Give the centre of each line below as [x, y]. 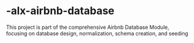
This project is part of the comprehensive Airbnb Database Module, [88, 27]
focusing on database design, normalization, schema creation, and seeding [97, 33]
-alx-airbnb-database [60, 11]
